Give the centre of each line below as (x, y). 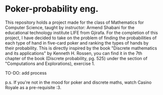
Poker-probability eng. (52, 9)
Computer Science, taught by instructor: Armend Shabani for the (70, 27)
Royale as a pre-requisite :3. (33, 87)
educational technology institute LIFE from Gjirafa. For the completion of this (81, 32)
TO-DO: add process (26, 73)
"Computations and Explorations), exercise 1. (50, 63)
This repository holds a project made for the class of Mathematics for (74, 22)
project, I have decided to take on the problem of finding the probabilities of (81, 38)
